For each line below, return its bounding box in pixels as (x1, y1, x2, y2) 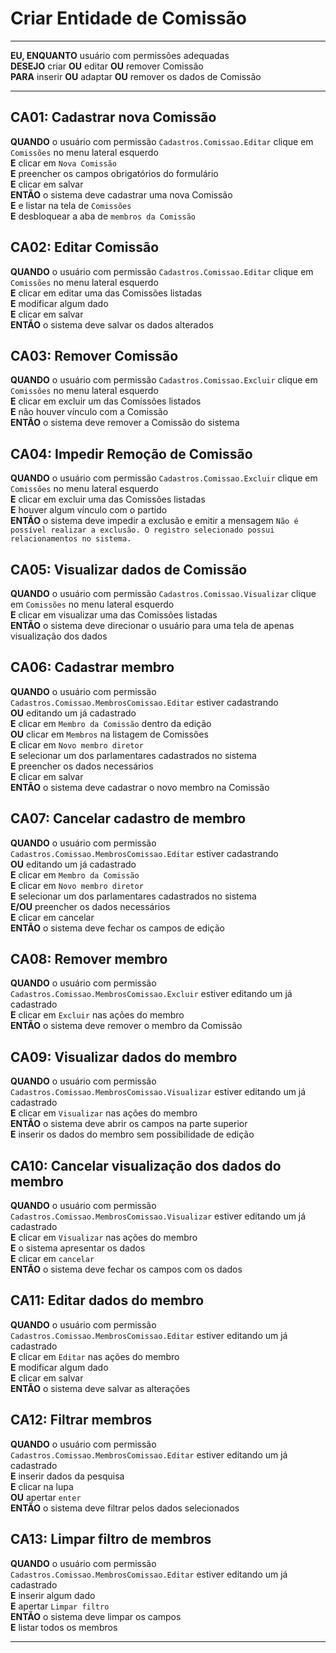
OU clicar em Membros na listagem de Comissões (10, 728, 209, 740)
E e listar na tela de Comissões (10, 199, 132, 211)
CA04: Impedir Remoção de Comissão (10, 445, 253, 462)
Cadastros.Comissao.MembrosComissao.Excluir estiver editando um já (10, 988, 293, 1000)
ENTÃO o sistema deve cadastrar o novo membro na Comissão (10, 781, 270, 793)
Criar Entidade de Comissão (10, 7, 248, 30)
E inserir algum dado (10, 1589, 96, 1601)
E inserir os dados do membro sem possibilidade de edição (10, 1128, 255, 1141)
